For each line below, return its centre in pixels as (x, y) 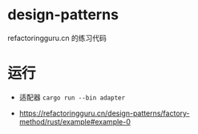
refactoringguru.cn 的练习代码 (57, 38)
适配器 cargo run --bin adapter (72, 97)
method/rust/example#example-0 (75, 121)
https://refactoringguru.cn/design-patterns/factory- (104, 113)
